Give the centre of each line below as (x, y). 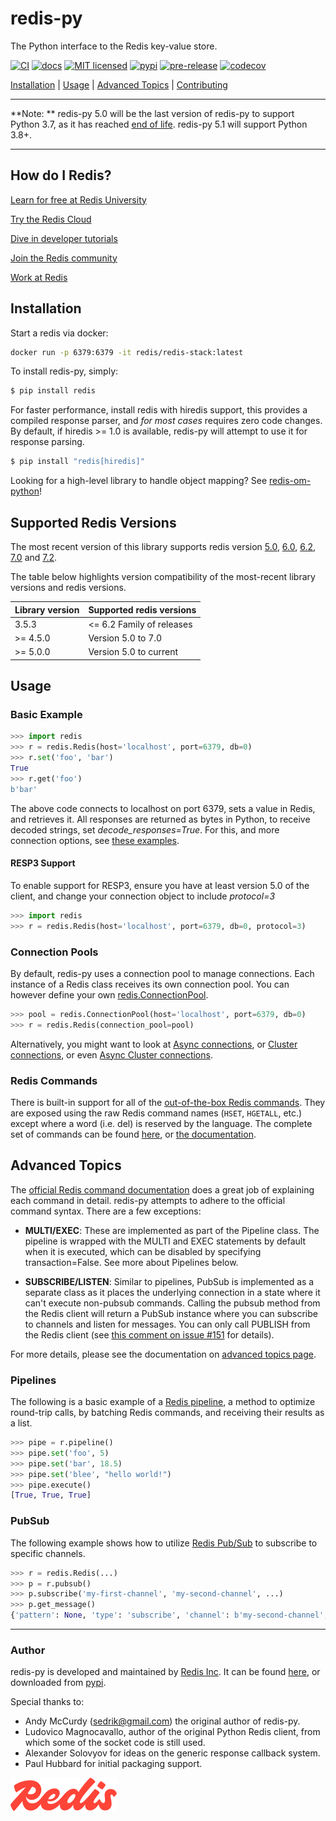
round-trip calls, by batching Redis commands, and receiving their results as (167, 1413)
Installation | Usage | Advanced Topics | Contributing (119, 84)
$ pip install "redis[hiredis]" (77, 462)
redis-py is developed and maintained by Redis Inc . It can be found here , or (165, 1672)
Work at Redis (39, 277)
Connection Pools (54, 952)
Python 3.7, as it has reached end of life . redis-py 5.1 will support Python (159, 124)
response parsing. (47, 442)
